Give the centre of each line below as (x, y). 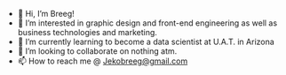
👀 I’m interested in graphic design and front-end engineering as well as (147, 23)
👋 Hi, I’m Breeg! (46, 14)
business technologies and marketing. (87, 32)
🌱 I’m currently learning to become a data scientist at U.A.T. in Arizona (146, 41)
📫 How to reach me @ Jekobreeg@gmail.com (103, 61)
